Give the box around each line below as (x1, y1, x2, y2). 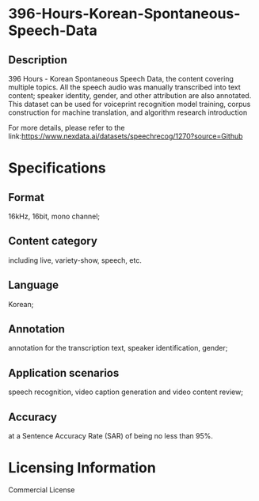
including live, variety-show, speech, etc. (8, 255, 143, 265)
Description (8, 53, 67, 66)
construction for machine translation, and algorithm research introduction (8, 108, 248, 117)
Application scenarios (8, 366, 120, 380)
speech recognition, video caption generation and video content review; (8, 387, 244, 397)
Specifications (8, 159, 106, 177)
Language (8, 279, 59, 292)
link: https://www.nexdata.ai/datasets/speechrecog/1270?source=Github (8, 131, 243, 141)
